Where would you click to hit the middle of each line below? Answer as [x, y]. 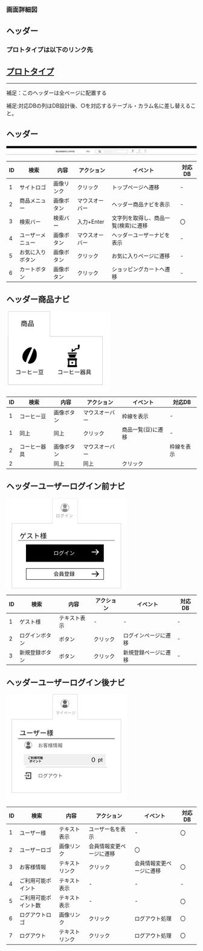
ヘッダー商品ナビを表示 [141, 204]
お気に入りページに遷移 [141, 256]
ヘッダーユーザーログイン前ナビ [66, 486]
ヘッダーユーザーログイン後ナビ [66, 683]
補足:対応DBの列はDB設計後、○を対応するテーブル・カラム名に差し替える [98, 106]
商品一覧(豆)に [140, 429]
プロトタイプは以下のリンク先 [50, 50]
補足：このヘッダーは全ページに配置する [56, 93]
